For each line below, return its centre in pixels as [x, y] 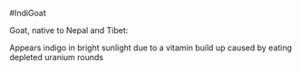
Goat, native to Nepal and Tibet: [69, 30]
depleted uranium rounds [57, 57]
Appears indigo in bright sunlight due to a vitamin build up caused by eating [151, 48]
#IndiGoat [28, 13]
